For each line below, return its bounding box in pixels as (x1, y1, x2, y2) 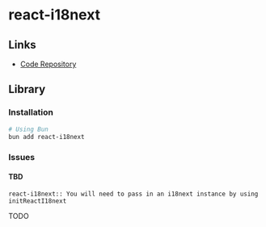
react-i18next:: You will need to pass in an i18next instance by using (8, 190, 259, 198)
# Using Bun (8, 125, 49, 133)
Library (8, 82, 46, 96)
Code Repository (19, 59, 77, 69)
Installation (8, 107, 54, 118)
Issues (8, 152, 36, 163)
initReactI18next (8, 196, 67, 205)
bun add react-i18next (8, 132, 85, 141)
